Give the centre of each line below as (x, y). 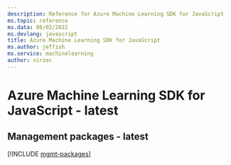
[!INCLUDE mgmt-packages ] (49, 154)
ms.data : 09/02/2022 (38, 27)
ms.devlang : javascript (43, 34)
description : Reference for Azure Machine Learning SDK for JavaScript (116, 14)
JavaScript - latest (63, 110)
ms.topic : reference (38, 21)
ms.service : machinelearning (50, 54)
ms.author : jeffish (36, 47)
